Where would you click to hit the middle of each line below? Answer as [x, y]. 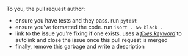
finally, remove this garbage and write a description [80, 46]
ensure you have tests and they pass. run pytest [76, 20]
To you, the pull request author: [46, 9]
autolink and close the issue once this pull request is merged [91, 40]
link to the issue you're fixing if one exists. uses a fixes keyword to [98, 33]
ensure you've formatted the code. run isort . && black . [89, 27]
